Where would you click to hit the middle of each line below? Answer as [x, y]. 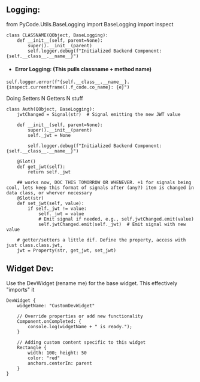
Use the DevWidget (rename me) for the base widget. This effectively [92, 283]
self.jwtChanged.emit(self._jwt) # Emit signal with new [112, 224]
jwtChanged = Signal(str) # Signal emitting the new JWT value [99, 115]
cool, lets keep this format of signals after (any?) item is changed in [100, 188]
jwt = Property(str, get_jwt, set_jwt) [67, 250]
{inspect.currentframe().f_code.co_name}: [60, 87]
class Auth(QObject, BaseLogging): [51, 109]
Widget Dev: [30, 269]
